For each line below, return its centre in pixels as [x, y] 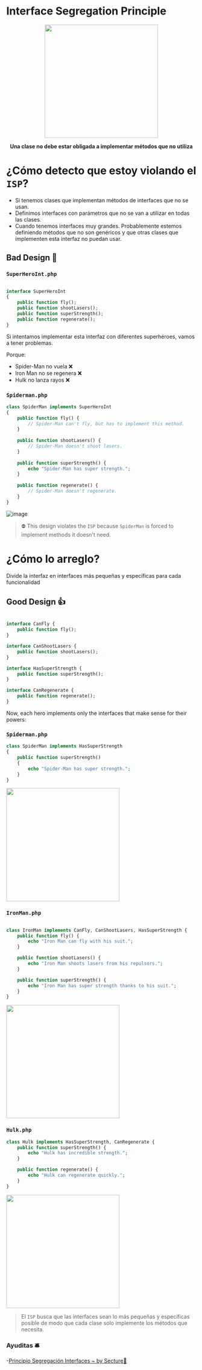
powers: [16, 719]
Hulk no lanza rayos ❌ [43, 380]
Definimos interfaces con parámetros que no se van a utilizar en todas [102, 213]
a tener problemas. [30, 343]
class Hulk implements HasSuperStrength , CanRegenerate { [80, 1142]
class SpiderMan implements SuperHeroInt [59, 407]
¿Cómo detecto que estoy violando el [101, 171]
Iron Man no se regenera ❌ [49, 373]
